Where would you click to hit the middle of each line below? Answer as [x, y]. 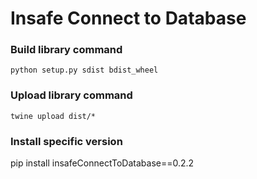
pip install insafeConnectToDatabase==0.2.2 [102, 163]
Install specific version [66, 141]
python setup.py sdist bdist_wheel [84, 70]
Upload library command [71, 95]
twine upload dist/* [53, 116]
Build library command [66, 50]
